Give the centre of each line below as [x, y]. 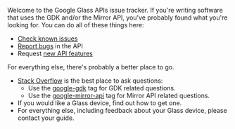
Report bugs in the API [50, 46]
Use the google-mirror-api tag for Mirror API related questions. [119, 95]
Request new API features [55, 53]
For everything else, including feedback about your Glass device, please [122, 110]
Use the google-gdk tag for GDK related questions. [102, 88]
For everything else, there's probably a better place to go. [91, 67]
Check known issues [47, 39]
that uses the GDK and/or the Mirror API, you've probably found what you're [118, 18]
